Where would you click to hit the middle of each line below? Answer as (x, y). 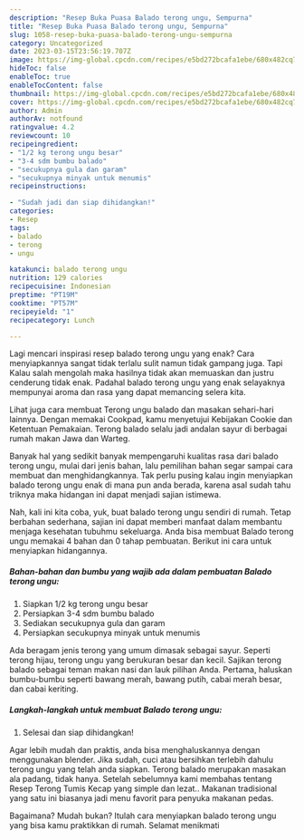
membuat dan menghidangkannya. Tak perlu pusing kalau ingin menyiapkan (151, 476)
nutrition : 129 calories (56, 278)
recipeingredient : (44, 144)
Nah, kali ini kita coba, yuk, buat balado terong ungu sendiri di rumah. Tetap (150, 512)
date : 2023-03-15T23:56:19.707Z (70, 52)
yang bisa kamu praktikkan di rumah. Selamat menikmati (114, 826)
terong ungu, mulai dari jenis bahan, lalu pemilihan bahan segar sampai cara (152, 466)
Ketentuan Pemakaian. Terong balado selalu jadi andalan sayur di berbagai (148, 429)
